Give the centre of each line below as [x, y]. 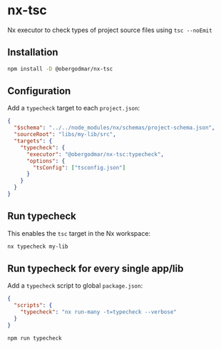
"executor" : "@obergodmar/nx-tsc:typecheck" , [95, 154]
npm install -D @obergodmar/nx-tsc [60, 69]
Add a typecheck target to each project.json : [74, 108]
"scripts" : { [33, 306]
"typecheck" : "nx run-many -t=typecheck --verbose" [98, 312]
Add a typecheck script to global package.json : [75, 286]
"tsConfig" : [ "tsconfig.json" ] [79, 167]
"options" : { [46, 161]
